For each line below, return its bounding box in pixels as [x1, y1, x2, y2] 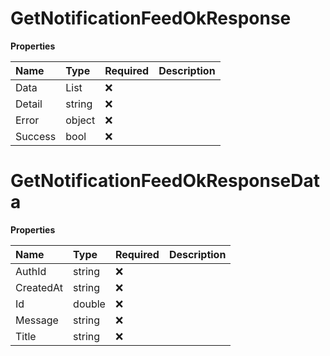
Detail [15, 97, 43, 111]
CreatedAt [15, 280, 64, 294]
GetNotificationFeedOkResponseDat [10, 170, 320, 192]
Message [15, 313, 59, 327]
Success [15, 129, 57, 143]
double [73, 297, 106, 311]
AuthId [15, 264, 47, 278]
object [65, 113, 96, 127]
